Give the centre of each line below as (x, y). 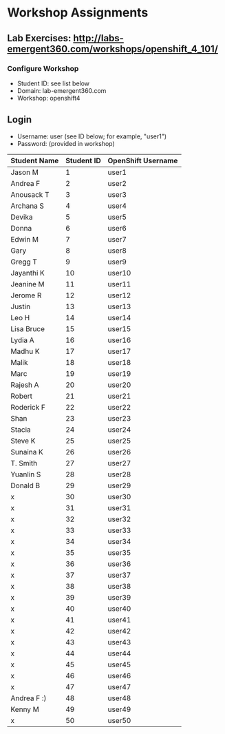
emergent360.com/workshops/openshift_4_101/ (113, 49)
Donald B (25, 485)
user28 (119, 474)
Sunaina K (27, 452)
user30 (119, 496)
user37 (119, 575)
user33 (119, 530)
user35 (119, 552)
